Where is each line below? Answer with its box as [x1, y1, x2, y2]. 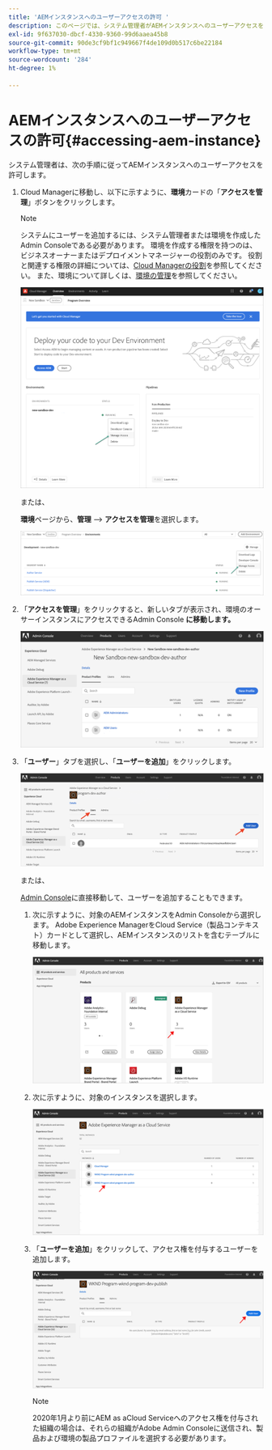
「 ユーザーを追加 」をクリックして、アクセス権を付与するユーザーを [32, 1244, 259, 1253]
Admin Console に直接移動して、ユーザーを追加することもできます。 [19, 892, 247, 902]
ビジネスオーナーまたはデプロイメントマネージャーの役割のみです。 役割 [19, 250, 263, 260]
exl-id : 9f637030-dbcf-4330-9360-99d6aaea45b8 [8, 30, 168, 38]
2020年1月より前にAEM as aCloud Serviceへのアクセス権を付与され [32, 1413, 259, 1423]
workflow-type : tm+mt [8, 47, 82, 56]
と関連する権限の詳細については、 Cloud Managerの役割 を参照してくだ [19, 260, 256, 270]
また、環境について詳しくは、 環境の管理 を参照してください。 [36, 270, 242, 280]
